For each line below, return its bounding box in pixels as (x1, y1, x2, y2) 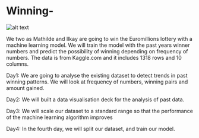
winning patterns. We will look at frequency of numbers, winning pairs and (6, 78, 188, 85)
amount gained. (6, 84, 45, 91)
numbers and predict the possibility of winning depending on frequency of (6, 47, 188, 54)
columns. (6, 60, 29, 68)
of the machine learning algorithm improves (6, 114, 113, 121)
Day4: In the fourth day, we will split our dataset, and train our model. (6, 125, 175, 132)
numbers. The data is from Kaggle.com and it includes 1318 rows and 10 (6, 54, 182, 61)
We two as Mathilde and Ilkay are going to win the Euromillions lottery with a (6, 35, 193, 42)
